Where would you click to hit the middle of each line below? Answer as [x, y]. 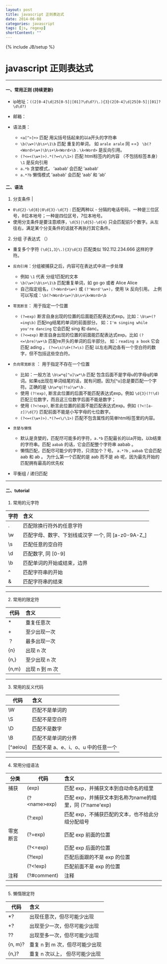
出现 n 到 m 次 [42, 669]
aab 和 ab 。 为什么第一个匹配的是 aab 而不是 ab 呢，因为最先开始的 [90, 457]
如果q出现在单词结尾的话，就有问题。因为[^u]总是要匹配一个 [91, 381]
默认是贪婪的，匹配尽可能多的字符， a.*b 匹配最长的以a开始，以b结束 [91, 438]
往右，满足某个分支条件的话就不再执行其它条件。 [63, 228]
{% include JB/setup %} [30, 47]
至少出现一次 [41, 632]
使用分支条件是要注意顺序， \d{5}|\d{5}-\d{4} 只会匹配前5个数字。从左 [86, 222]
